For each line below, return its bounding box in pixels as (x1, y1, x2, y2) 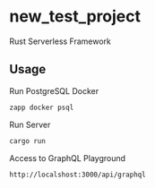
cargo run (9, 136, 47, 145)
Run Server (9, 119, 51, 130)
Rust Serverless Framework (9, 36, 112, 47)
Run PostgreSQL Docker (9, 85, 99, 96)
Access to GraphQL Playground (9, 152, 126, 163)
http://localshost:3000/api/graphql (9, 170, 146, 179)
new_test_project (9, 6, 142, 27)
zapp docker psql (9, 103, 74, 112)
